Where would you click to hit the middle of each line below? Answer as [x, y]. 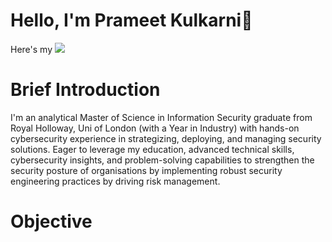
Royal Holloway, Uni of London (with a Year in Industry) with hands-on [155, 128]
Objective [51, 221]
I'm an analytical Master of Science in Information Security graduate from [161, 117]
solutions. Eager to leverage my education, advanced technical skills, [152, 149]
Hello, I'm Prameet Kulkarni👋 [131, 20]
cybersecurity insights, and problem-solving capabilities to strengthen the [162, 160]
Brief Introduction [85, 90]
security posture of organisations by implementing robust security [146, 170]
